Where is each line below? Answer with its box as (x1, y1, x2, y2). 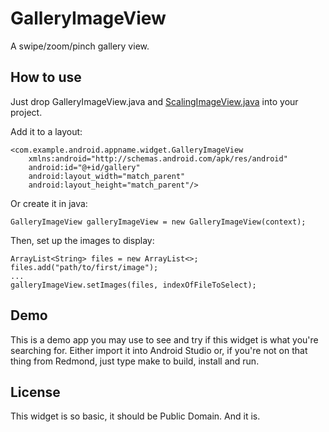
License (10, 383, 61, 401)
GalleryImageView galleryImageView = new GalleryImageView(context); (10, 217, 307, 227)
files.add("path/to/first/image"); (10, 262, 159, 272)
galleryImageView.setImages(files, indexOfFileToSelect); (10, 280, 257, 290)
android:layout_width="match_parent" (28, 171, 186, 181)
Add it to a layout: (10, 125, 83, 137)
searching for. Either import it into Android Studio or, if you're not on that (10, 344, 308, 356)
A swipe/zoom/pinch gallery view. (10, 40, 150, 52)
